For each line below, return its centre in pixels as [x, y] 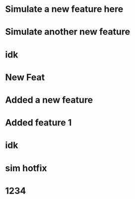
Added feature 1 [38, 123]
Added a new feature [49, 100]
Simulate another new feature [68, 32]
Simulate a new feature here [64, 9]
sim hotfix [26, 168]
